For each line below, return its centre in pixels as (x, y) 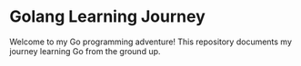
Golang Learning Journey (108, 17)
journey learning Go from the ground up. (85, 51)
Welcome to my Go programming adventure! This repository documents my (151, 42)
